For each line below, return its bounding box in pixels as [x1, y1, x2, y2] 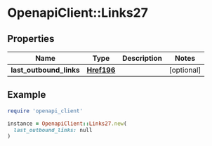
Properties [7, 33, 55, 45]
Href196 [86, 65, 116, 75]
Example [7, 89, 46, 101]
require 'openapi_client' [7, 107, 83, 115]
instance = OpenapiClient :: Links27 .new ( [7, 120, 128, 127]
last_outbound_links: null [13, 126, 93, 133]
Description [121, 54, 163, 63]
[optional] [168, 65, 201, 75]
